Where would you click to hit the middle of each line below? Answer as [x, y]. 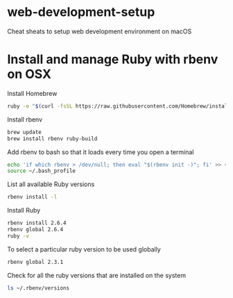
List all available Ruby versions [51, 184]
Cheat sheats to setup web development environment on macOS [100, 31]
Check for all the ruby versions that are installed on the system [96, 275]
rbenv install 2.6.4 [37, 223]
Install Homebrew [32, 93]
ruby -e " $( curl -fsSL [40, 106]
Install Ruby [24, 210]
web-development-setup [81, 12]
